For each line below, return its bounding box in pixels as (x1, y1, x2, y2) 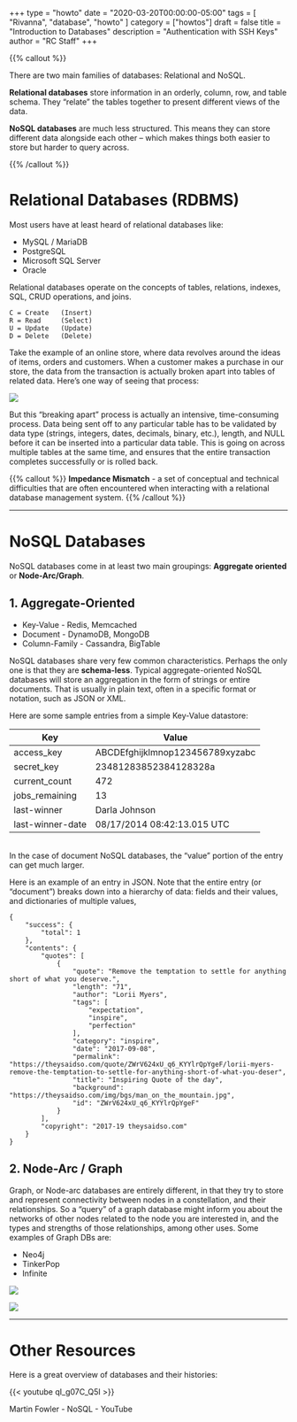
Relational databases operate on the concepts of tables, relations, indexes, (9, 282, 281, 292)
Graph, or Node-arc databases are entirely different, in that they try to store (9, 1185, 285, 1195)
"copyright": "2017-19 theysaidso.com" (41, 1122, 188, 1131)
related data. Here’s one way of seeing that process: (9, 375, 200, 386)
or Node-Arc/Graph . (9, 570, 85, 581)
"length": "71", (72, 982, 133, 991)
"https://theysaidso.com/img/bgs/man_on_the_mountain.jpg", (9, 1091, 236, 1100)
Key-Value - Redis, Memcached (21, 619, 137, 630)
